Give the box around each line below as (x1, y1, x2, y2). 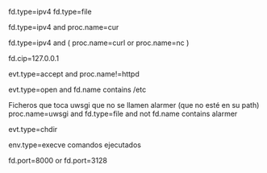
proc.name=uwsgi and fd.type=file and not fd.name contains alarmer (8, 109, 238, 118)
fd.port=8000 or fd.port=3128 (8, 156, 107, 165)
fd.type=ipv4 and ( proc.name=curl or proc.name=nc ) (8, 38, 190, 47)
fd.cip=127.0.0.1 (8, 54, 59, 63)
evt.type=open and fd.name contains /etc (8, 84, 147, 94)
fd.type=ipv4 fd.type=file (8, 7, 92, 16)
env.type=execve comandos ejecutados (8, 140, 141, 150)
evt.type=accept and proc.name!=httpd (8, 69, 140, 79)
